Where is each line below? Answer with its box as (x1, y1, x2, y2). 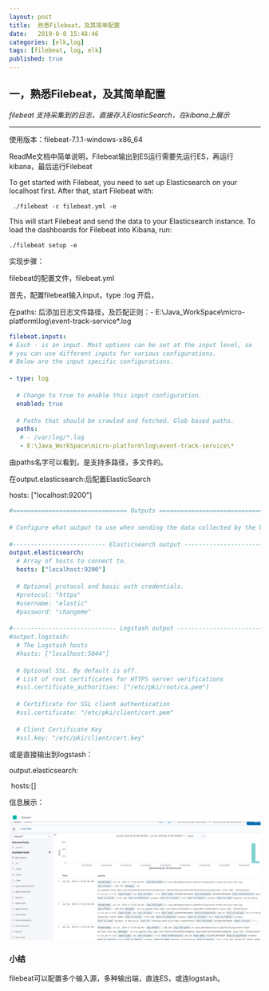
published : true (9, 55, 63, 63)
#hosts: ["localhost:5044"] (16, 649, 110, 657)
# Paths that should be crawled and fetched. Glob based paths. (16, 417, 235, 424)
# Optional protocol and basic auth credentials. (16, 582, 184, 590)
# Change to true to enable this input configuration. (16, 391, 203, 399)
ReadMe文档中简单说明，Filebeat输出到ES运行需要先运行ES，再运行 (9, 152, 234, 161)
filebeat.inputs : (9, 332, 67, 341)
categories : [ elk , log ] (9, 38, 85, 46)
